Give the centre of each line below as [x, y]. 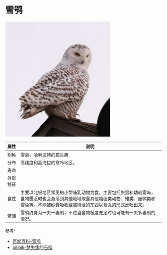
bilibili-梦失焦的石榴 [32, 248]
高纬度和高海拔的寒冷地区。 [49, 163]
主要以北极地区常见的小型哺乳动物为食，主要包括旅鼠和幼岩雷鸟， [88, 192]
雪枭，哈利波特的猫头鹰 [44, 155]
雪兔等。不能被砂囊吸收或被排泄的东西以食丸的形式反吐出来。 [84, 205]
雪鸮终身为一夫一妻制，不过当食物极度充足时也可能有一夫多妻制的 [88, 212]
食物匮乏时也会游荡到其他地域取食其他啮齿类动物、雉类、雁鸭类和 [88, 198]
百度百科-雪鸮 [27, 241]
